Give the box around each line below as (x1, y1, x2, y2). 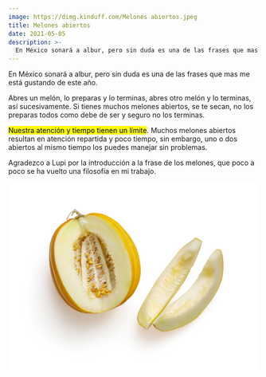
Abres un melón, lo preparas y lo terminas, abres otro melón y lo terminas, (8, 93, 252, 103)
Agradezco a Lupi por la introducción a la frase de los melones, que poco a (8, 158, 255, 167)
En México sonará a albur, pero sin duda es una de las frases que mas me (8, 69, 251, 79)
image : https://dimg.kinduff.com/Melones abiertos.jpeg (8, 13, 198, 21)
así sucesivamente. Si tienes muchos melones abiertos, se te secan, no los (8, 102, 254, 112)
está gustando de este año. (8, 78, 98, 88)
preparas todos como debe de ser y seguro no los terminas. (8, 110, 205, 120)
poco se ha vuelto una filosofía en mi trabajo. (8, 167, 157, 176)
